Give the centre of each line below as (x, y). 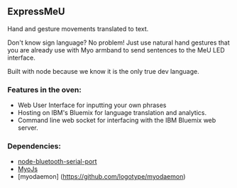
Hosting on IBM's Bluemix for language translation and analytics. (112, 113)
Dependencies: (34, 146)
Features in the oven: (44, 89)
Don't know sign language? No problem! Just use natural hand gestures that (119, 43)
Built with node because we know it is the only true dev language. (104, 71)
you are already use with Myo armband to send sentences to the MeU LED (116, 50)
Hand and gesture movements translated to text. (78, 28)
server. (28, 128)
